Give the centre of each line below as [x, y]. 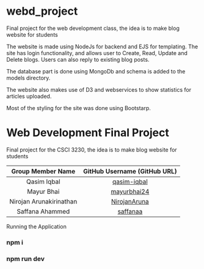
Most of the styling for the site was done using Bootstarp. [79, 108]
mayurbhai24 [130, 191]
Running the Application [37, 226]
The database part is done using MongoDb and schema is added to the [96, 71]
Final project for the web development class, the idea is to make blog [93, 28]
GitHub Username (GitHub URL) [130, 171]
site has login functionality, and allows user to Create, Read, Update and [97, 53]
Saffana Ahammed [43, 211]
